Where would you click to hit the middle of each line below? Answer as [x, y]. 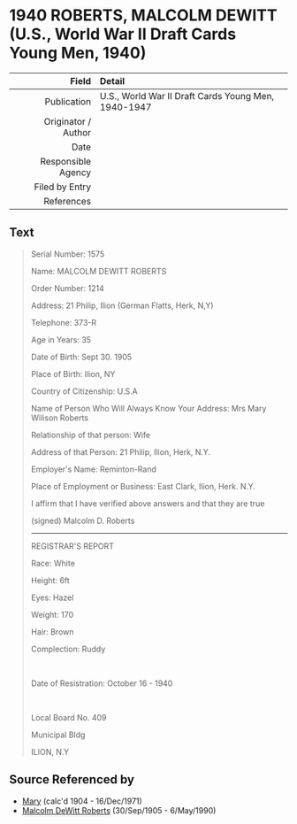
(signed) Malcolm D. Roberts [83, 520]
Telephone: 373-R [64, 322]
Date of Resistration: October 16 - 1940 [102, 683]
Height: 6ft [50, 580]
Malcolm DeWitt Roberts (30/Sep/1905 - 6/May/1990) [119, 810]
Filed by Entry [62, 187]
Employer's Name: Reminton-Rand [94, 469]
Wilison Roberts [60, 418]
